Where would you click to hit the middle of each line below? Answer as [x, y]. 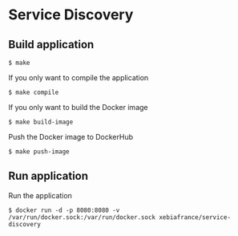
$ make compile [34, 92]
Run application [48, 176]
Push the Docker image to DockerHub [71, 137]
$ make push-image [39, 152]
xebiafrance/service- [195, 217]
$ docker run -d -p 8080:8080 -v [64, 210]
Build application [51, 45]
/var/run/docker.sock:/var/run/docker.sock [82, 217]
